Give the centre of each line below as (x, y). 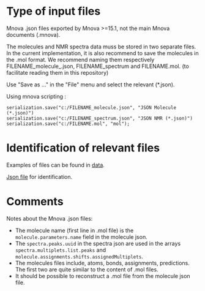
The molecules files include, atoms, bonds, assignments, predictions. (102, 263)
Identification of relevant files (83, 148)
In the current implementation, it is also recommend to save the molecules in (102, 53)
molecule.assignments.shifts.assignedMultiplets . (79, 256)
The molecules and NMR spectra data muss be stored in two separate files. (101, 47)
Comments (35, 202)
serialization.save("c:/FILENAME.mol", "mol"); (68, 124)
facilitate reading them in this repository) (58, 72)
